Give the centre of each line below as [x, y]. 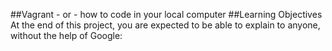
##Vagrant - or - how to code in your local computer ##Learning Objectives [166, 14]
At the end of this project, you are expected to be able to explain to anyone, [165, 25]
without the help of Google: [66, 35]
